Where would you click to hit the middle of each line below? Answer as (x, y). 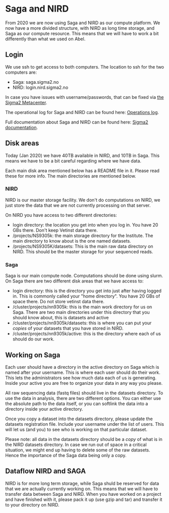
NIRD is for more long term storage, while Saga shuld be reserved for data (82, 483)
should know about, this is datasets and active (61, 318)
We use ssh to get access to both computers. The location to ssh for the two (85, 67)
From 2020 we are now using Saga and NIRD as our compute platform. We (83, 23)
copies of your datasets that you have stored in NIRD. (68, 328)
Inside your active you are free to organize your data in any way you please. (84, 383)
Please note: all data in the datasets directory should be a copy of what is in (84, 439)
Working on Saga (33, 355)
